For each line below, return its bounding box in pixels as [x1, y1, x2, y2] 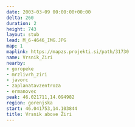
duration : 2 [6, 20, 36, 26]
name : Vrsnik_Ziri [6, 54, 53, 60]
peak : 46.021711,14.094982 [6, 94, 75, 100]
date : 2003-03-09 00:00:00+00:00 [6, 9, 91, 15]
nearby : [6, 60, 26, 66]
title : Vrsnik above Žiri [6, 111, 72, 117]
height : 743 [6, 26, 36, 32]
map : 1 [6, 43, 23, 49]
